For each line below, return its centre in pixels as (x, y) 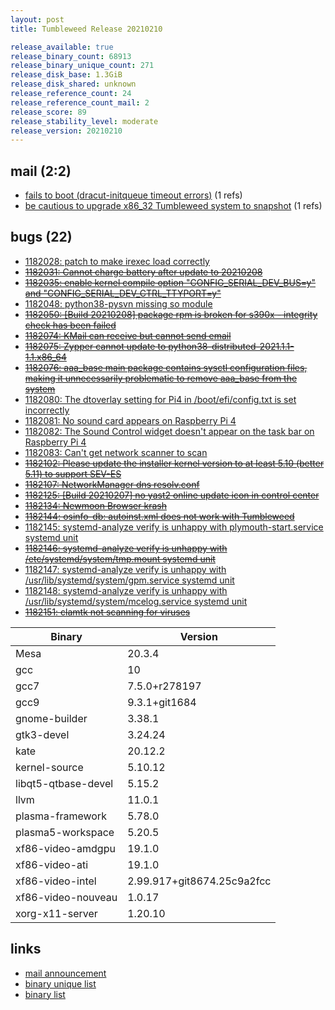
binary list (45, 994)
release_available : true (62, 47)
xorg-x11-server (56, 913)
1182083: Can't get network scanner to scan (116, 452)
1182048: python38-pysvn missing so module (118, 303)
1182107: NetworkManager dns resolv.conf (112, 484)
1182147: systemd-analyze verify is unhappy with (125, 569)
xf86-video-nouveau (66, 897)
